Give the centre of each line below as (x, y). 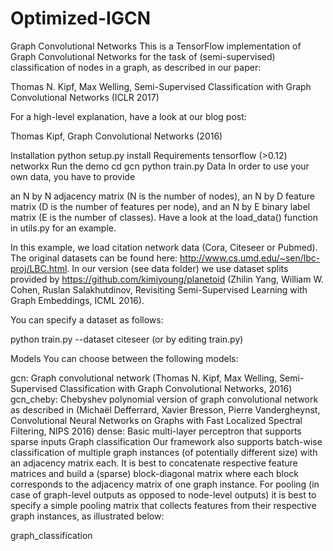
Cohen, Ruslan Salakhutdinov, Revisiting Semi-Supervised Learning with (159, 289)
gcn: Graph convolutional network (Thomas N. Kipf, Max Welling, (144, 378)
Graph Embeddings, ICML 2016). (77, 300)
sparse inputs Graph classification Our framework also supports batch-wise (166, 441)
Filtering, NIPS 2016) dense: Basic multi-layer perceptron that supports (156, 431)
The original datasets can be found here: (94, 258)
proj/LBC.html (39, 268)
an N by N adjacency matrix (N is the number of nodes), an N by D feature (162, 196)
